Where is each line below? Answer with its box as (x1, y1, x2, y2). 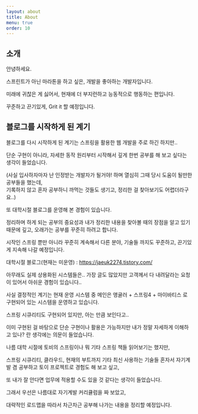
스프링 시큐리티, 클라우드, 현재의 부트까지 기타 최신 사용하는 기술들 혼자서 (6, 356, 175, 363)
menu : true (6, 20, 33, 25)
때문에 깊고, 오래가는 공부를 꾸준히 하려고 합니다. (6, 226, 118, 233)
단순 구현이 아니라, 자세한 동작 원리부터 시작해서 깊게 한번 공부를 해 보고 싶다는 (6, 151, 187, 159)
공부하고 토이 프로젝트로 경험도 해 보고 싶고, (18, 363, 120, 370)
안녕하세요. (6, 66, 32, 73)
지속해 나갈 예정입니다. (12, 246, 65, 253)
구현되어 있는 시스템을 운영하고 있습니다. (6, 298, 99, 305)
